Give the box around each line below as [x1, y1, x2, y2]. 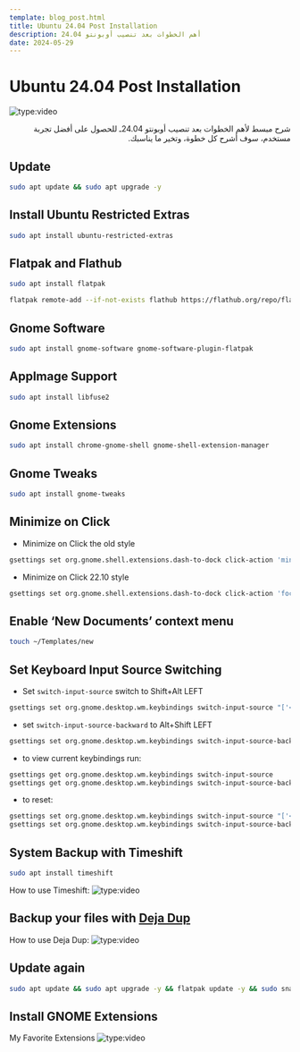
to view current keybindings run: [21, 752, 142, 763]
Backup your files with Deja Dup [9, 911, 191, 926]
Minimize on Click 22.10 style [21, 572, 129, 582]
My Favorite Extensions [9, 1032, 96, 1043]
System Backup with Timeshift [9, 844, 183, 860]
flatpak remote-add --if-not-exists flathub [9, 296, 178, 305]
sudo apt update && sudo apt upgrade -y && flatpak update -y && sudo [9, 984, 278, 993]
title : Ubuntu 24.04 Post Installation [9, 21, 158, 30]
